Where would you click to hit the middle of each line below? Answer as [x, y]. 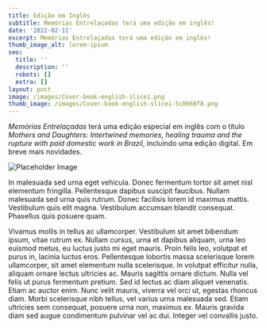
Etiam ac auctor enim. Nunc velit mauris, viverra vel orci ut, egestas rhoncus [133, 291]
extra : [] [31, 82]
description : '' [42, 67]
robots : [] [33, 74]
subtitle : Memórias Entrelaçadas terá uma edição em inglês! [112, 23]
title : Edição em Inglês [49, 15]
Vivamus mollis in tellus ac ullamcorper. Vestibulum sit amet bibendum [123, 231]
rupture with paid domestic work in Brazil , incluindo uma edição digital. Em [131, 143]
